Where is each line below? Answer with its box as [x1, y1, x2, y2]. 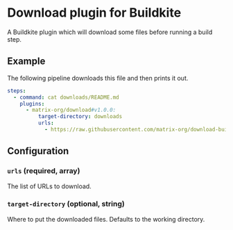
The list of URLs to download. [7, 182, 92, 190]
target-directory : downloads [37, 113, 123, 120]
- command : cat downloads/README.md [13, 94, 119, 101]
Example [7, 56, 46, 67]
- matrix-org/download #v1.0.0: [25, 106, 116, 114]
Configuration [7, 145, 69, 157]
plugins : [19, 100, 45, 107]
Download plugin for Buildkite [7, 5, 182, 21]
